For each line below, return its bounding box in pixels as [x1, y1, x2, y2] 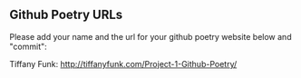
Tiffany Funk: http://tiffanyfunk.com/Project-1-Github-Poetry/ [9, 58, 238, 69]
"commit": [9, 41, 47, 52]
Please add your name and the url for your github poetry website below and [9, 31, 292, 42]
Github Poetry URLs [9, 7, 123, 23]
